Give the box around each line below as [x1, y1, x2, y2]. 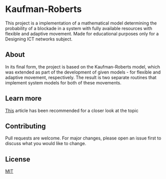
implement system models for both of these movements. [5, 79, 121, 85]
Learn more [5, 94, 42, 103]
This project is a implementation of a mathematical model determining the [5, 20, 157, 26]
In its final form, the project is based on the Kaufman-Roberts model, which [5, 63, 160, 69]
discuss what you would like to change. [5, 140, 86, 146]
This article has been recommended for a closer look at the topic [5, 107, 138, 113]
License [5, 155, 30, 163]
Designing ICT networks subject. [5, 36, 72, 42]
